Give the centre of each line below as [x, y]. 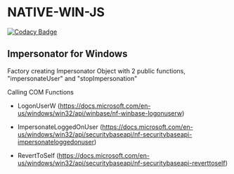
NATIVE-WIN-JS [56, 12]
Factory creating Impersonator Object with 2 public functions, [97, 70]
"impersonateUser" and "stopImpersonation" [72, 78]
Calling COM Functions [40, 92]
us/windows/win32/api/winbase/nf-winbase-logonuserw [100, 113]
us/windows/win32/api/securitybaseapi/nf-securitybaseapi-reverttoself [122, 163]
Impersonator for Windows [67, 54]
